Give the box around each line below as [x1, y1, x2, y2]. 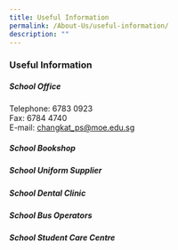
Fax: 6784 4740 [9, 113, 68, 124]
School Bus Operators [9, 210, 93, 221]
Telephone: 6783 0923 [9, 103, 93, 114]
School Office [9, 81, 61, 92]
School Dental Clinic [9, 188, 86, 198]
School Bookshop [9, 142, 76, 153]
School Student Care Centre [9, 232, 116, 243]
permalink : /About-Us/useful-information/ [9, 21, 169, 30]
